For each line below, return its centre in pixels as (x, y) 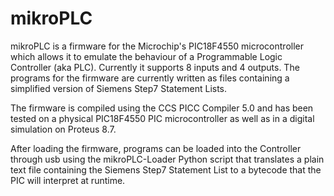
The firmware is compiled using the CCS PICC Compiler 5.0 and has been (162, 108)
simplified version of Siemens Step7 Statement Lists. (119, 88)
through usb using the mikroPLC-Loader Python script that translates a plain (167, 159)
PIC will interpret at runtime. (68, 180)
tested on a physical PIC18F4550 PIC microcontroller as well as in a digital (162, 118)
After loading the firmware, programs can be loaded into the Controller (156, 148)
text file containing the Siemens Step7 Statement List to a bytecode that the (166, 169)
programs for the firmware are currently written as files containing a (150, 78)
